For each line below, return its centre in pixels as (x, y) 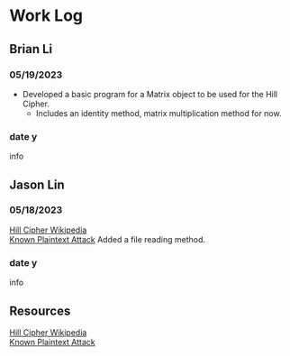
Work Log (46, 16)
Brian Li (31, 49)
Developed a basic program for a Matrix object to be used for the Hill (150, 94)
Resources (40, 310)
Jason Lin (37, 184)
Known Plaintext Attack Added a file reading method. (107, 239)
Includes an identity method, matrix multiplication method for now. (159, 113)
